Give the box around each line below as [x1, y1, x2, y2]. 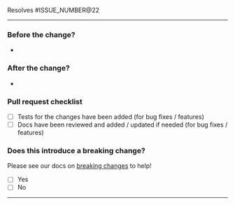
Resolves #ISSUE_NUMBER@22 [7, 6, 100, 14]
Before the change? [7, 29, 76, 39]
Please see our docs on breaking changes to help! [7, 162, 152, 170]
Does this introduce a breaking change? [7, 146, 145, 155]
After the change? [7, 63, 70, 73]
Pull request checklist [7, 97, 83, 106]
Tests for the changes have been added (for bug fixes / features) [17, 112, 204, 121]
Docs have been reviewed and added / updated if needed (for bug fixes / [17, 120, 228, 129]
